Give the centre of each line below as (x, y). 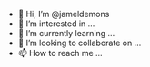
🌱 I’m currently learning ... (66, 33)
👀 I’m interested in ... (56, 24)
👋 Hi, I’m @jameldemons (64, 14)
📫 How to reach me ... (60, 53)
